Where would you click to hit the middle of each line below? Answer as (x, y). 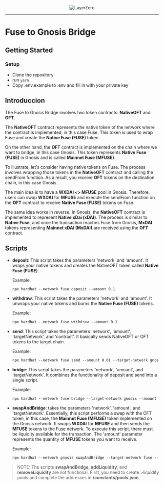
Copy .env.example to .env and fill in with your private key (70, 85)
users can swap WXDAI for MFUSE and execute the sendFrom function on (80, 197)
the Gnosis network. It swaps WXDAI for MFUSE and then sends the (81, 423)
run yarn (20, 80)
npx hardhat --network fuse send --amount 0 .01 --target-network (80, 360)
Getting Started (29, 50)
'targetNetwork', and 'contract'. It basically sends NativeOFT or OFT (80, 337)
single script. (25, 380)
